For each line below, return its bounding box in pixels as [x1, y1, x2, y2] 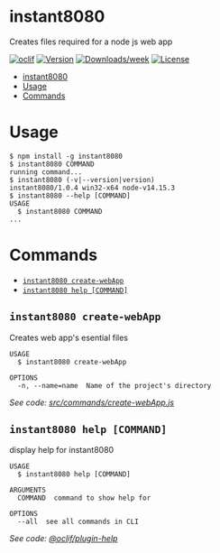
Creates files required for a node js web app [9, 36, 173, 47]
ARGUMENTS [9, 485, 47, 495]
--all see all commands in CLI [17, 517, 140, 527]
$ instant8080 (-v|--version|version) [9, 175, 155, 184]
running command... [9, 167, 83, 177]
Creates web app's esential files [9, 332, 129, 343]
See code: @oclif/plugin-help [9, 533, 118, 544]
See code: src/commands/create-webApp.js [9, 397, 174, 408]
